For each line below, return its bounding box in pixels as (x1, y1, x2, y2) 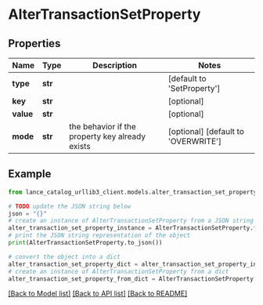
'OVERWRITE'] (168, 136, 222, 147)
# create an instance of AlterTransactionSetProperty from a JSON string (8, 217, 254, 225)
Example (8, 167, 52, 181)
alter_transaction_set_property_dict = (8, 260, 139, 268)
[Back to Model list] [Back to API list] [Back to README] (8, 289, 188, 299)
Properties (8, 37, 61, 50)
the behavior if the (69, 122, 137, 132)
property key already (69, 131, 146, 142)
